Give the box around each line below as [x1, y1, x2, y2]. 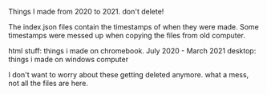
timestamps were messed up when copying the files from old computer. [8, 31, 246, 40]
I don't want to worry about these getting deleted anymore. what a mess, [8, 70, 249, 79]
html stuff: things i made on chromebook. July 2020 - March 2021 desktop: [8, 46, 257, 55]
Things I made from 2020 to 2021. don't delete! [8, 7, 164, 16]
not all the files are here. [8, 79, 88, 88]
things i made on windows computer [8, 55, 129, 64]
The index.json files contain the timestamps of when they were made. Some [8, 22, 259, 31]
